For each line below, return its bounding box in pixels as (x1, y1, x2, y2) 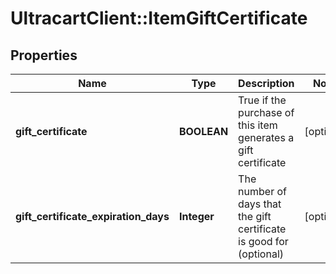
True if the (238, 93, 287, 107)
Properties (10, 47, 78, 64)
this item (238, 118, 278, 132)
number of (238, 185, 287, 198)
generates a (238, 131, 295, 144)
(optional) (238, 247, 285, 261)
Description (238, 77, 295, 90)
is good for (238, 235, 289, 248)
